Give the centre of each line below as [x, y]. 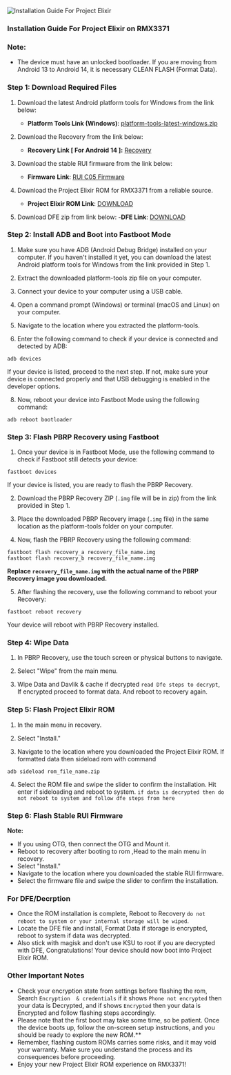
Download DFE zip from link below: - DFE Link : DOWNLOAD [101, 217]
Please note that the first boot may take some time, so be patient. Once [118, 1020]
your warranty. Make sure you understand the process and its [105, 1049]
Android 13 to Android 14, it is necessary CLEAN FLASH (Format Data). [117, 70]
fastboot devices [32, 472]
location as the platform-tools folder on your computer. [95, 526]
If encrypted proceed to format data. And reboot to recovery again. [112, 692]
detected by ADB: [42, 346]
